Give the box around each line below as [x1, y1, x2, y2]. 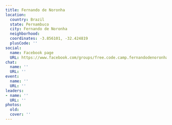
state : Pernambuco [10, 21, 50, 27]
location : [5, 12, 27, 17]
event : [5, 74, 19, 79]
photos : [5, 103, 22, 108]
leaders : [5, 88, 24, 93]
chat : [5, 60, 17, 65]
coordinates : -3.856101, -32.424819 [10, 36, 88, 41]
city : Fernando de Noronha [10, 27, 68, 32]
